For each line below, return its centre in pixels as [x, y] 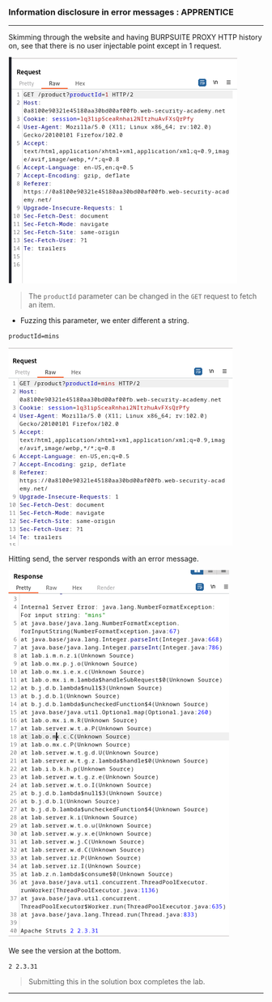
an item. [42, 305]
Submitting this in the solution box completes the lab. [117, 982]
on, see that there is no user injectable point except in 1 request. [115, 46]
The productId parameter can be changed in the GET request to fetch [142, 296]
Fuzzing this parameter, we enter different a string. [104, 321]
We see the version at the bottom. [65, 951]
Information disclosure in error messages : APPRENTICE [121, 12]
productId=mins [34, 337]
